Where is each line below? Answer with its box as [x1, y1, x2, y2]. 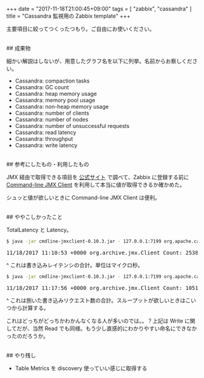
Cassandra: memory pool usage [15, 96, 95, 104]
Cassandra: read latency [15, 129, 76, 136]
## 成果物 [6, 45, 31, 52]
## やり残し [6, 351, 36, 359]
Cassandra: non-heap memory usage [15, 103, 109, 110]
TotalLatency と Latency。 [6, 226, 72, 233]
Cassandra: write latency [15, 142, 78, 149]
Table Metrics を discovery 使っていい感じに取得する [15, 364, 148, 372]
